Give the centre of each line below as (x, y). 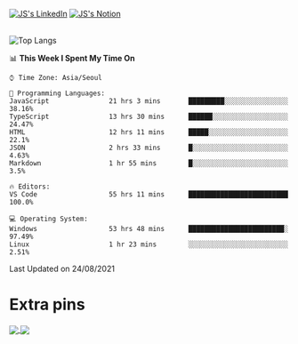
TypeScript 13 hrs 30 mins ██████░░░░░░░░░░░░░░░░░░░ (149, 116)
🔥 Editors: (30, 187)
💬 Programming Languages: (57, 93)
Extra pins (48, 304)
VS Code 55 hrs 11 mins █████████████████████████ (149, 195)
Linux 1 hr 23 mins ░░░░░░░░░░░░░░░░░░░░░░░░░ (149, 244)
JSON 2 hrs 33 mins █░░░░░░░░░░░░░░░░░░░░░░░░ (149, 148)
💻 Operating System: (49, 219)
